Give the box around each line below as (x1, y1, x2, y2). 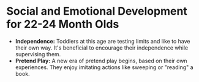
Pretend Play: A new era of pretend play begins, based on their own (15, 57, 188, 64)
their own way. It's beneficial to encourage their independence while (15, 44, 189, 51)
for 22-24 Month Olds (6, 17, 119, 31)
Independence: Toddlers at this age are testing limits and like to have (15, 37, 191, 45)
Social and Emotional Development (6, 4, 188, 18)
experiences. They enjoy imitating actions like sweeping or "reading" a (15, 63, 194, 71)
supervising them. (15, 50, 61, 58)
